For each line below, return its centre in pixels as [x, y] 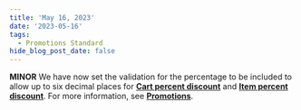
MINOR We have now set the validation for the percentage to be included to [151, 77]
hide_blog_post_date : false [63, 51]
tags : [19, 34]
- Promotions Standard [60, 43]
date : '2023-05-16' [46, 26]
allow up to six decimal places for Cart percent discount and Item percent [149, 87]
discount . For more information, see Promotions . [102, 96]
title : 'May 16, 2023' [52, 18]
